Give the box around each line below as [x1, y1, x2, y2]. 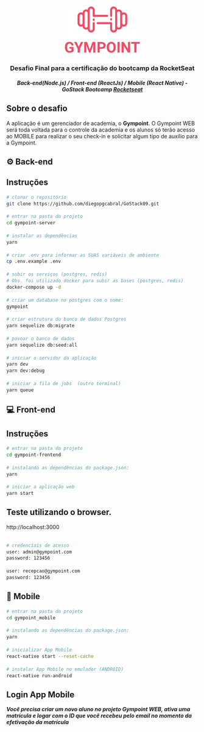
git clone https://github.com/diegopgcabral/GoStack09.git [6, 201, 160, 207]
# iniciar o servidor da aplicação [6, 355, 97, 361]
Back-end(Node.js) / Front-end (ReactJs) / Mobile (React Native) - [16, 79, 188, 87]
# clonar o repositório [6, 194, 67, 201]
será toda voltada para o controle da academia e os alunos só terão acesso [6, 126, 195, 133]
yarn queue [6, 387, 34, 393]
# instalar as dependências [6, 232, 78, 239]
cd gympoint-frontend [6, 452, 62, 458]
